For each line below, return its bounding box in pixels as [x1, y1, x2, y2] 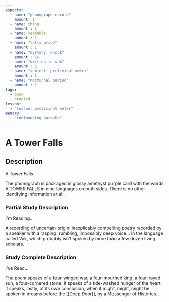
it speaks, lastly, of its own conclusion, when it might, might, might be [5, 286, 150, 292]
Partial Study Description [5, 204, 68, 211]
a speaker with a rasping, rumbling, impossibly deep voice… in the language [5, 230, 163, 236]
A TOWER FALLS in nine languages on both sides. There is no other [5, 185, 145, 192]
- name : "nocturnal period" [10, 78, 69, 83]
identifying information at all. [5, 191, 65, 197]
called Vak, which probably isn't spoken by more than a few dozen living [5, 236, 155, 242]
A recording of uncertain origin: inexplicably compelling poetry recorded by [5, 225, 162, 231]
